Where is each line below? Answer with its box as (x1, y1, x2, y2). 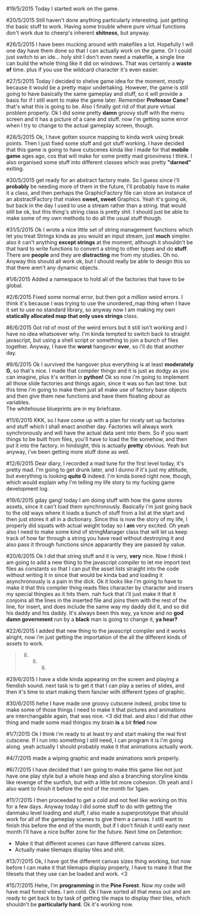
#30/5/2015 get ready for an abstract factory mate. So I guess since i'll (6, 177, 180, 183)
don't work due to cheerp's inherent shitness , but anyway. (6, 29, 151, 36)
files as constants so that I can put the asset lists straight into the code (6, 565, 180, 572)
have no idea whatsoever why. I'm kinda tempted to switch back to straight (6, 330, 190, 337)
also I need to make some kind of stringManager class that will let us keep (6, 528, 187, 535)
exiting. (6, 165, 24, 172)
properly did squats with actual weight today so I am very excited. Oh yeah (6, 522, 190, 529)
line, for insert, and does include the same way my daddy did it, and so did (6, 603, 189, 610)
